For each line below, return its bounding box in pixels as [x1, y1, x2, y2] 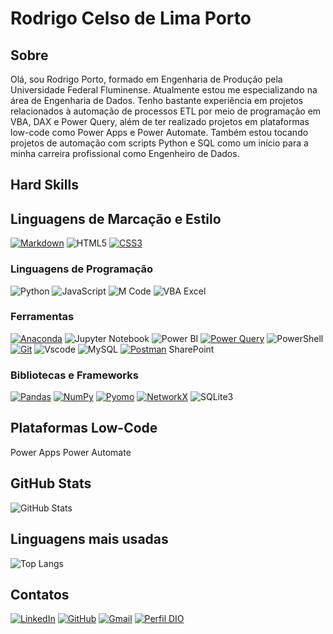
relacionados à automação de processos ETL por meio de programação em [10, 105, 322, 117]
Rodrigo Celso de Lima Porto [10, 7, 252, 30]
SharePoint [168, 343, 215, 355]
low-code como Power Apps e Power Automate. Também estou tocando [10, 127, 309, 138]
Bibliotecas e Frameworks [10, 368, 139, 382]
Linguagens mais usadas [10, 531, 169, 548]
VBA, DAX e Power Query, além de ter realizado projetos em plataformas [10, 116, 310, 127]
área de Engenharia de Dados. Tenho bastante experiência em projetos [10, 95, 304, 106]
